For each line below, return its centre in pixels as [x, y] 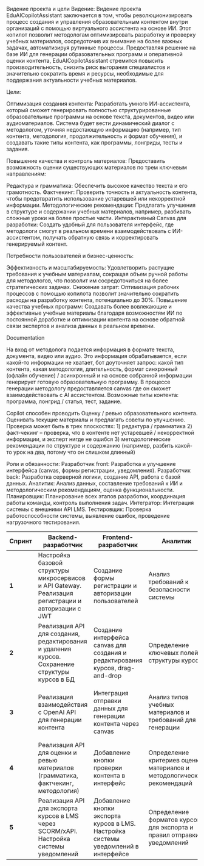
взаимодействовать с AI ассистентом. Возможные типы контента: [93, 395]
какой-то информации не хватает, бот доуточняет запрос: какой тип [95, 363]
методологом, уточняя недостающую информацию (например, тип [93, 130]
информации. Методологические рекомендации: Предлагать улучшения [101, 205]
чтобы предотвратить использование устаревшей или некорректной [96, 199]
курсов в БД [56, 679]
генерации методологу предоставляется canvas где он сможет [89, 388]
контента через [116, 724]
